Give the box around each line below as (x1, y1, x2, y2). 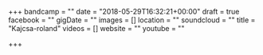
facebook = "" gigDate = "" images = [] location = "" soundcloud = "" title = (8, 15, 256, 25)
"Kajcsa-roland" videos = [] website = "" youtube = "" (8, 24, 185, 33)
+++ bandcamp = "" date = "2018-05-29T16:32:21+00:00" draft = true (8, 7, 240, 16)
